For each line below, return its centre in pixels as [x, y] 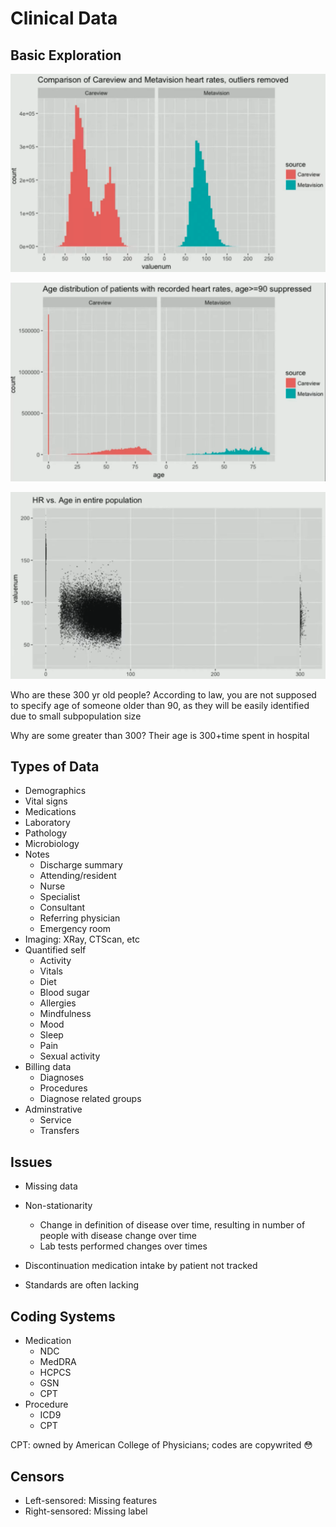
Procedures [63, 1088]
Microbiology [52, 844]
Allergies [58, 1003]
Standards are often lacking [82, 1285]
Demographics [55, 791]
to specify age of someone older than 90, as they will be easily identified [160, 705]
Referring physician [80, 918]
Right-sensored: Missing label [86, 1511]
